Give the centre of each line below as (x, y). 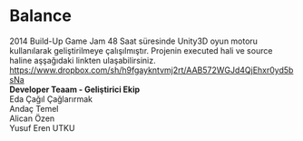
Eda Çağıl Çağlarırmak (51, 99)
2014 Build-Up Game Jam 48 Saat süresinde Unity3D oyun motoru (134, 41)
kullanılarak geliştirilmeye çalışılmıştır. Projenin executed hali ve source (141, 50)
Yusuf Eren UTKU (42, 127)
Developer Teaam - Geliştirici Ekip (75, 89)
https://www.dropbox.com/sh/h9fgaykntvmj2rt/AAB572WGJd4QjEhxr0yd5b (151, 70)
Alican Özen (32, 118)
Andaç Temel (34, 108)
